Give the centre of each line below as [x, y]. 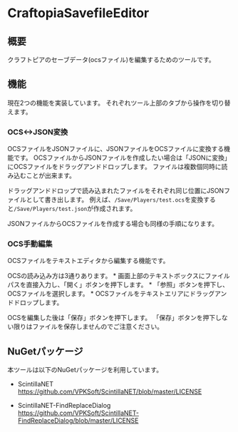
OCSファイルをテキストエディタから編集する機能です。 [88, 261]
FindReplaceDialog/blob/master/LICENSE [78, 421]
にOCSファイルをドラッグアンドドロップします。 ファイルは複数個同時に [114, 167]
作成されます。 [115, 209]
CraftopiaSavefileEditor [78, 13]
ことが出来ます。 [51, 175]
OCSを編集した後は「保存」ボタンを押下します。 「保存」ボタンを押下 [112, 318]
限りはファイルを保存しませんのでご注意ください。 [88, 326]
